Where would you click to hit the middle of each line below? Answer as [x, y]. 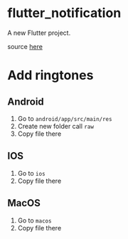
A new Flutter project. [39, 33]
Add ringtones [50, 75]
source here [25, 46]
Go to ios [31, 173]
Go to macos [34, 220]
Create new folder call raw [56, 126]
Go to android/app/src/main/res [65, 118]
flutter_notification [64, 13]
